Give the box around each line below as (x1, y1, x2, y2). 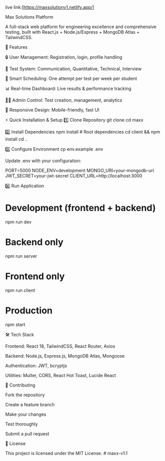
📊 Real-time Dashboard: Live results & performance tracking (5, 85, 132, 91)
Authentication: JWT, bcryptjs (5, 363, 67, 369)
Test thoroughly (5, 421, 38, 427)
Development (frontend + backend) (5, 202, 156, 214)
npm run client (5, 287, 35, 293)
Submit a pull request (5, 430, 49, 436)
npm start (5, 321, 26, 327)
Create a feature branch (5, 401, 55, 407)
